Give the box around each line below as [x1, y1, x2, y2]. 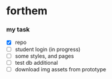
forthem [6, 4, 48, 18]
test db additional [14, 59, 58, 66]
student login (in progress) [14, 46, 81, 53]
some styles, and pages [14, 52, 74, 59]
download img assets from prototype [14, 65, 107, 72]
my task [6, 26, 30, 34]
